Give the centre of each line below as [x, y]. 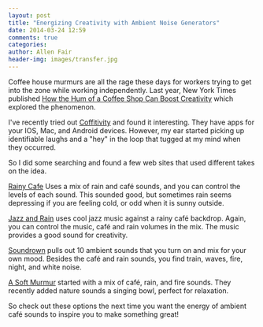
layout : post [30, 15]
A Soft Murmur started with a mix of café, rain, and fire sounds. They [120, 282]
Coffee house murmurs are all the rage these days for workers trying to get [130, 82]
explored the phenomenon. [52, 106]
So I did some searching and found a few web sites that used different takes [131, 162]
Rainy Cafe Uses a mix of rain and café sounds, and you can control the [124, 186]
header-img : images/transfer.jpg [63, 60]
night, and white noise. [45, 267]
